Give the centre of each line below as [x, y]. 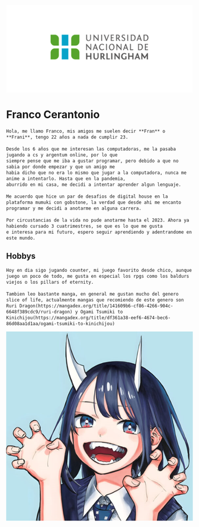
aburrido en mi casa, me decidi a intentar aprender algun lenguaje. [94, 185]
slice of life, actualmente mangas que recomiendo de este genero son [95, 300]
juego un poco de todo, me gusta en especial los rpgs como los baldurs [98, 277]
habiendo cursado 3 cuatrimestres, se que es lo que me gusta [84, 226]
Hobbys [21, 256]
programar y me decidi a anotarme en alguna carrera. [74, 208]
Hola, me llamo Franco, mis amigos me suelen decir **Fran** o [86, 131]
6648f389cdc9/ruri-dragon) [39, 312]
